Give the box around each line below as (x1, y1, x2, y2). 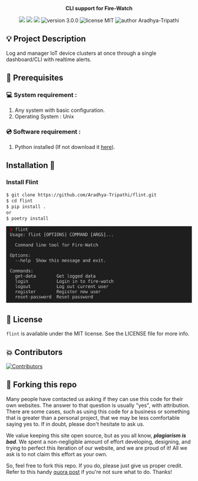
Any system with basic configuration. (14, 107, 105, 114)
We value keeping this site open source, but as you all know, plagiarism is (6, 432, 187, 439)
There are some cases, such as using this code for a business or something (6, 408, 190, 415)
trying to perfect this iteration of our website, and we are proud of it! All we (6, 444, 187, 452)
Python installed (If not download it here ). (14, 143, 115, 150)
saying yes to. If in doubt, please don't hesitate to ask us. (6, 420, 145, 427)
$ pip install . (6, 204, 46, 210)
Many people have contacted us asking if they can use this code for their (6, 395, 183, 402)
